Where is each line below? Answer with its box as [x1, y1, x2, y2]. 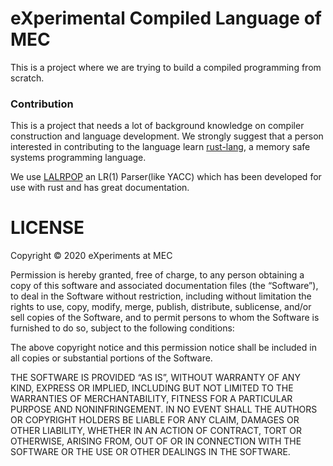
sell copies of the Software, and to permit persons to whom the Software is [10, 312, 320, 324]
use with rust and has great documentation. [10, 182, 190, 194]
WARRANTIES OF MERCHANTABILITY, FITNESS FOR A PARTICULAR [10, 393, 293, 405]
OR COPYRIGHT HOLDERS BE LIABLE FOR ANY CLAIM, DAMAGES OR [10, 414, 300, 426]
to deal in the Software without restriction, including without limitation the [10, 290, 312, 302]
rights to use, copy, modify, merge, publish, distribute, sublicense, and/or [10, 301, 312, 313]
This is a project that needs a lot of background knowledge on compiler [10, 120, 305, 132]
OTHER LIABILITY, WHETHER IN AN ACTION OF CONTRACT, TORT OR [10, 425, 302, 437]
